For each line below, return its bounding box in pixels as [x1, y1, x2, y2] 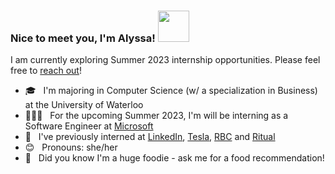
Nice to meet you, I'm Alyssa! [10, 31, 156, 45]
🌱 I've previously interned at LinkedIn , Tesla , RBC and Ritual [24, 131, 276, 143]
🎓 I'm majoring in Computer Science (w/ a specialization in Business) [24, 85, 318, 97]
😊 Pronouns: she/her [24, 141, 118, 154]
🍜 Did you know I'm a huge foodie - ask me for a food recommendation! [24, 152, 325, 164]
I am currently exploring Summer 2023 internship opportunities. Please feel [10, 54, 321, 66]
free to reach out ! [10, 65, 82, 77]
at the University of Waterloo [24, 99, 144, 111]
